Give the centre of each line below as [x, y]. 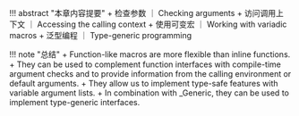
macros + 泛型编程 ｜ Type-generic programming [101, 35]
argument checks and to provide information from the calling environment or [150, 74]
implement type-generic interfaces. [75, 102]
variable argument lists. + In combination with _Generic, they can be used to [149, 93]
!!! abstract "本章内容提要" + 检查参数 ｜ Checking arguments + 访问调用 [143, 13]
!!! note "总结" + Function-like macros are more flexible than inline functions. [150, 54]
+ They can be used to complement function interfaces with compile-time [145, 64]
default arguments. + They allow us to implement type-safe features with [144, 83]
